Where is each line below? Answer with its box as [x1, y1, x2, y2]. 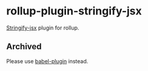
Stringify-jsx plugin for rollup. [6, 24, 79, 31]
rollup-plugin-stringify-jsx [6, 4, 142, 18]
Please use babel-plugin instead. [6, 57, 89, 64]
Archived [6, 42, 42, 52]
